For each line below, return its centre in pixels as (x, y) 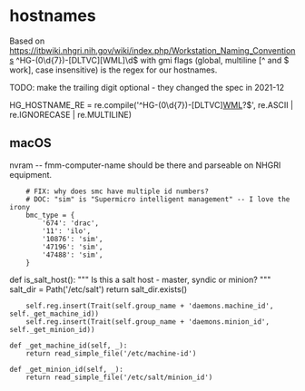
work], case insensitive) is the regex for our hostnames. (113, 70)
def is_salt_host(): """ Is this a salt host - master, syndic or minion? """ (140, 279)
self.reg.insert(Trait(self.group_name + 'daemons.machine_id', (150, 306)
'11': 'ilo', (67, 231)
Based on (27, 41)
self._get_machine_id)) (54, 314)
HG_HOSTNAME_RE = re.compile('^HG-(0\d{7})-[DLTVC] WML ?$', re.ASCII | (151, 104)
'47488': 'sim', (73, 255)
